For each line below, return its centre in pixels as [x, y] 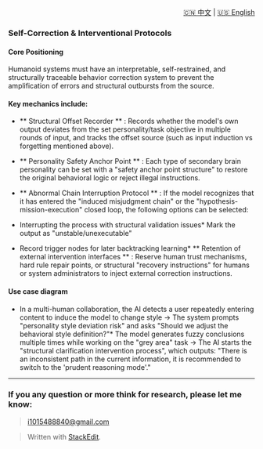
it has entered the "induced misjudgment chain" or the [107, 201]
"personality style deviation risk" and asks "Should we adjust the [124, 325]
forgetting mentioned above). [67, 146]
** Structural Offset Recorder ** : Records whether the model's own [129, 121]
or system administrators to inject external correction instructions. [126, 273]
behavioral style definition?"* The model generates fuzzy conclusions [132, 334]
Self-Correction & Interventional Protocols [90, 33]
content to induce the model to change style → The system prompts [129, 317]
